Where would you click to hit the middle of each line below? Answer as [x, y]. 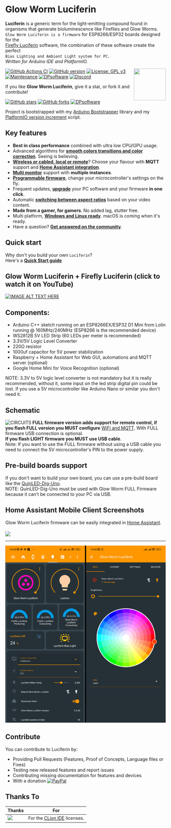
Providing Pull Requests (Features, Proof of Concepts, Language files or [88, 759]
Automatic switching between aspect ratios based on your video [81, 199]
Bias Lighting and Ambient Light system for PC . [57, 56]
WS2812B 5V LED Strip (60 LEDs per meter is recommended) [77, 336]
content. [21, 205]
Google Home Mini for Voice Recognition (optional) [66, 368]
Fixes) [19, 764]
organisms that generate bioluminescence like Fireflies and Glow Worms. [82, 29]
